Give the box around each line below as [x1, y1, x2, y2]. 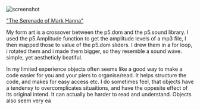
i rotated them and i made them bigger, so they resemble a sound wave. [6, 48, 183, 55]
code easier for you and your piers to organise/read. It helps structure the [6, 72, 187, 78]
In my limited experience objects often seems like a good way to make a [6, 65, 183, 73]
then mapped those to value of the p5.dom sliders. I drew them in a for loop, [6, 42, 193, 48]
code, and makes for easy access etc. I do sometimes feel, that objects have [6, 78, 194, 85]
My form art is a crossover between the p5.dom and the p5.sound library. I [6, 29, 189, 36]
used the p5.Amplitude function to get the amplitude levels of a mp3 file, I [6, 35, 186, 42]
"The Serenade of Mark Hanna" [6, 17, 84, 24]
